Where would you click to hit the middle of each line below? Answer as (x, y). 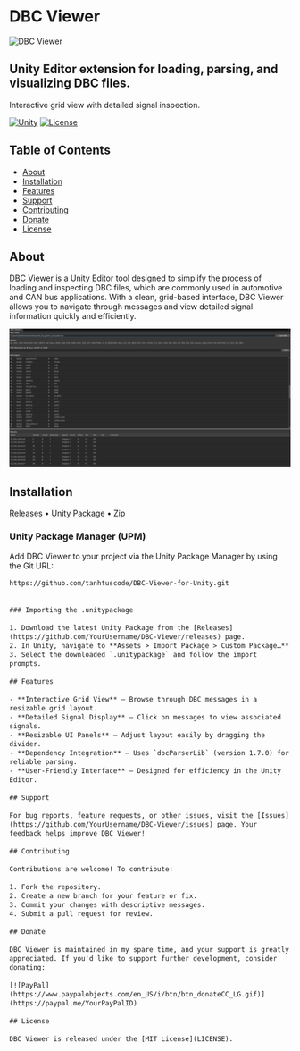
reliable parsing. (43, 761)
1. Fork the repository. (55, 887)
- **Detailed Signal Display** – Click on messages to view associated (145, 717)
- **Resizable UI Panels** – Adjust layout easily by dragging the (137, 735)
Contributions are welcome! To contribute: (92, 869)
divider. (25, 744)
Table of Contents (60, 151)
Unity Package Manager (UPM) (78, 536)
